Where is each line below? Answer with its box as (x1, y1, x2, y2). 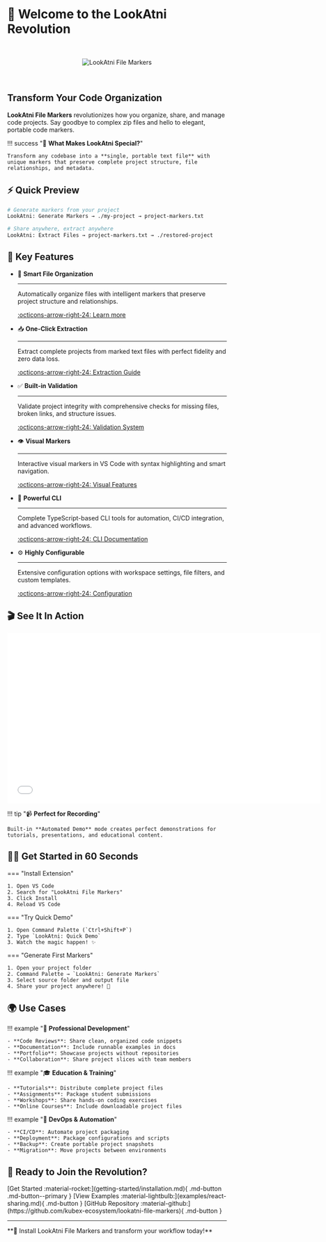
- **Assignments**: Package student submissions (7, 1091, 151, 1098)
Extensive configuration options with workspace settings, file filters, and (17, 568, 225, 577)
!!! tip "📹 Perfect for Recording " (7, 809, 101, 818)
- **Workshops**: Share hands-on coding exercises (7, 1097, 157, 1104)
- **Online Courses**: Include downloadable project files (7, 1103, 183, 1110)
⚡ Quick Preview (7, 185, 80, 196)
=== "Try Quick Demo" (7, 913, 74, 922)
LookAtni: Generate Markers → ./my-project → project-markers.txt (7, 212, 204, 220)
